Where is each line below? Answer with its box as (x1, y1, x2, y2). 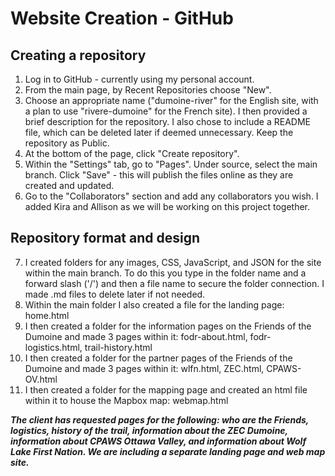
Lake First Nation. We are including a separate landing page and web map (10, 445, 326, 457)
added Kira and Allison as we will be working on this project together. (24, 201, 311, 212)
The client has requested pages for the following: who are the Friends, (10, 413, 310, 426)
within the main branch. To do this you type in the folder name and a (24, 267, 307, 279)
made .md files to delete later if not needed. (24, 288, 206, 300)
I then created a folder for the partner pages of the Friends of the (24, 352, 293, 364)
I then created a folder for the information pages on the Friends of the (24, 320, 312, 332)
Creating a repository (10, 47, 147, 64)
